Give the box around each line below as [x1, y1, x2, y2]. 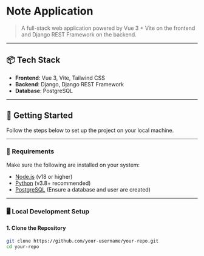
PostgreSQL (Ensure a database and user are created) [15, 185, 151, 193]
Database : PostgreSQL [15, 87, 73, 94]
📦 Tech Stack [6, 55, 61, 65]
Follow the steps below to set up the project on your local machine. [6, 126, 174, 134]
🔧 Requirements [6, 147, 55, 156]
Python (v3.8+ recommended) [15, 179, 91, 187]
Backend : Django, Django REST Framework [15, 80, 124, 88]
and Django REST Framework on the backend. [21, 30, 137, 38]
